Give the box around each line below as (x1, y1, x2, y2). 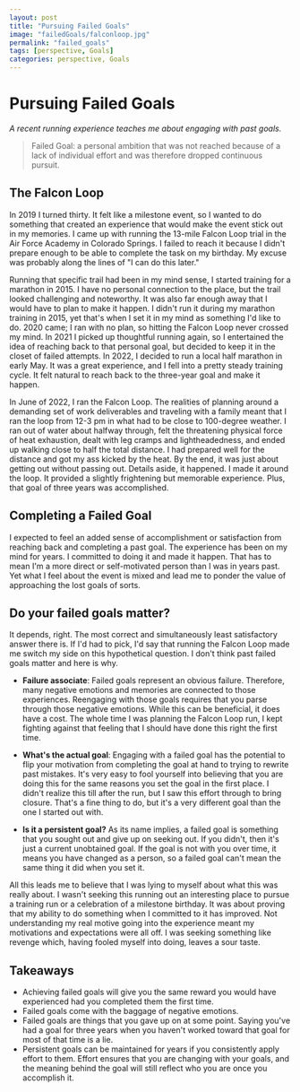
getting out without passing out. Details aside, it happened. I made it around (9, 463, 289, 473)
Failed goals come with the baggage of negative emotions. (21, 1006, 239, 1017)
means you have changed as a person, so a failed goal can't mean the (21, 853, 282, 863)
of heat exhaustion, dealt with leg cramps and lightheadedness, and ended (9, 434, 286, 445)
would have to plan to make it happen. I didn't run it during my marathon (9, 302, 276, 314)
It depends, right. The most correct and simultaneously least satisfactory (9, 629, 278, 640)
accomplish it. (21, 1072, 74, 1083)
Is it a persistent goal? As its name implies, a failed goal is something (21, 824, 279, 835)
